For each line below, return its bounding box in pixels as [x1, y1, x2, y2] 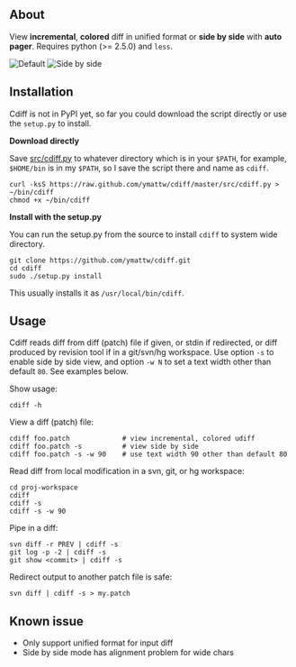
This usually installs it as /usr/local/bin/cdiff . [9, 288, 184, 298]
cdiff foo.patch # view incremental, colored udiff [9, 434, 256, 443]
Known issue [9, 613, 84, 629]
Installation [9, 85, 74, 100]
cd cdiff [9, 263, 42, 273]
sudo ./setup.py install [9, 271, 103, 280]
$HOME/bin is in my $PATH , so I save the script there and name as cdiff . [9, 162, 270, 173]
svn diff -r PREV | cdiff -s [9, 540, 119, 549]
